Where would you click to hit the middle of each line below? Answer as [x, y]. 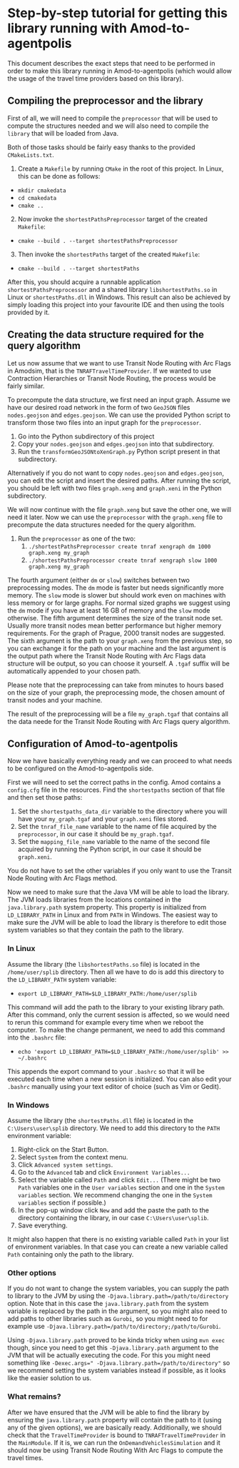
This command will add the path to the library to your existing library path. [116, 1007]
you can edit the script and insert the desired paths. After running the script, [119, 481]
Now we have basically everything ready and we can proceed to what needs [120, 761]
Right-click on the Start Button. [63, 1149]
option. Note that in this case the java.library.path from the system [108, 1304]
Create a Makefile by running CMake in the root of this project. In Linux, [121, 169]
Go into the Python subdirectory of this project [86, 436]
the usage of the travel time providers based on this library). [96, 78]
